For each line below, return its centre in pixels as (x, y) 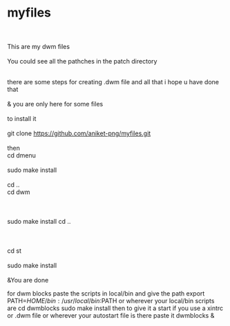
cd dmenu (22, 155)
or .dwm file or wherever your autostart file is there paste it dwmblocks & (111, 315)
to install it (22, 118)
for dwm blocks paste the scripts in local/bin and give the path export (106, 293)
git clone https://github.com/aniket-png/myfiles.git (79, 133)
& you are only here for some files (55, 104)
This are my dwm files (39, 46)
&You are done (28, 280)
